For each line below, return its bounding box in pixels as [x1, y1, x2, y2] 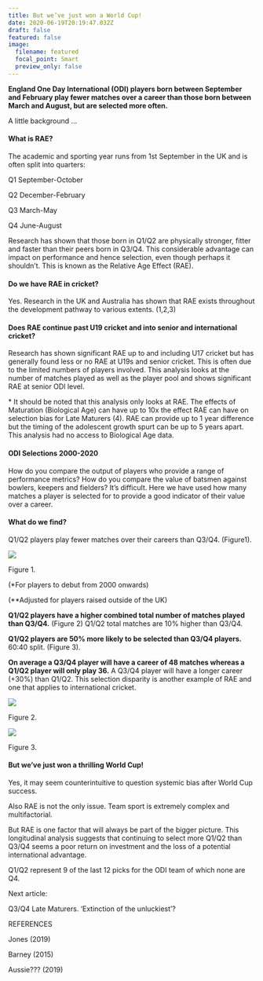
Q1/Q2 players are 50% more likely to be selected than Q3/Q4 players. [8, 634, 242, 643]
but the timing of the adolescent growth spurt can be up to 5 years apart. [8, 422, 244, 432]
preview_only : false [15, 63, 82, 71]
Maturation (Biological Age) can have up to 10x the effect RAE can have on [8, 405, 249, 415]
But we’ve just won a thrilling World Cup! [8, 760, 144, 770]
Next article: [8, 888, 48, 898]
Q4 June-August [8, 221, 63, 230]
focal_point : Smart [15, 56, 79, 64]
